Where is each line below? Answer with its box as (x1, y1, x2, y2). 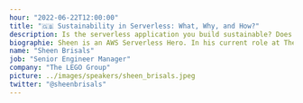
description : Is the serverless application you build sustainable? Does (9, 30, 293, 39)
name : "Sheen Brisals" (9, 47, 95, 56)
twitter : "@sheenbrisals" (9, 80, 106, 89)
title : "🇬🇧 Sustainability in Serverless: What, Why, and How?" (9, 21, 260, 30)
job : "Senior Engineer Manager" (9, 55, 131, 64)
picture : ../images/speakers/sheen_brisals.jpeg (9, 72, 196, 81)
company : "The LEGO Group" (9, 64, 111, 73)
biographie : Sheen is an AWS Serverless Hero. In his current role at (9, 38, 280, 47)
